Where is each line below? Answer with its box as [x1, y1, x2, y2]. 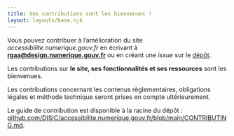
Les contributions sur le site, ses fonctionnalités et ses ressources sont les [7, 64, 227, 73]
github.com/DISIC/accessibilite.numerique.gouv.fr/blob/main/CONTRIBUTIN [7, 113, 227, 122]
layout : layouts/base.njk [7, 17, 83, 24]
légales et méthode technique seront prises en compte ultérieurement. [7, 92, 211, 101]
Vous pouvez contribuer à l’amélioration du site [7, 36, 144, 44]
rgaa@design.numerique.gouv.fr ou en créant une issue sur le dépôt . [7, 50, 212, 59]
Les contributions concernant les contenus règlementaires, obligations [7, 85, 212, 93]
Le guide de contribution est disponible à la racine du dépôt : [7, 106, 184, 114]
